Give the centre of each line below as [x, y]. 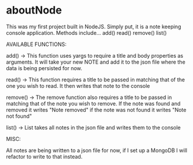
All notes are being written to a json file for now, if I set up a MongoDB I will [97, 150]
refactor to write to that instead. [44, 156]
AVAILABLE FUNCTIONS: [36, 44]
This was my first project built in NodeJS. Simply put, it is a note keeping [94, 27]
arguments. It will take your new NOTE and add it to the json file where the [96, 62]
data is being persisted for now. [44, 68]
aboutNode [34, 10]
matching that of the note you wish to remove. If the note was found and [93, 103]
